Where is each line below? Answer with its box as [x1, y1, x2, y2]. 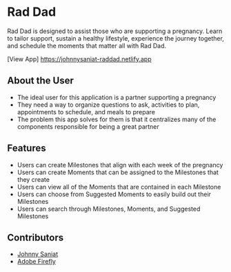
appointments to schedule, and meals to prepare [17, 107, 155, 116]
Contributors [7, 231, 64, 243]
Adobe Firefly [17, 258, 57, 266]
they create [17, 175, 50, 183]
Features [7, 143, 46, 154]
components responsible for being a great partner [17, 122, 160, 131]
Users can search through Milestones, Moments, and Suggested [17, 205, 201, 213]
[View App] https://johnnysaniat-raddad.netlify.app [7, 54, 152, 63]
